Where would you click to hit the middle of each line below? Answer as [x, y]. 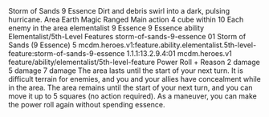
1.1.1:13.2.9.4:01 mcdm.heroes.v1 [179, 53]
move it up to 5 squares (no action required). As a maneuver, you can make [132, 96]
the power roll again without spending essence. [87, 105]
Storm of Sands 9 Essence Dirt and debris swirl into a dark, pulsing [119, 11]
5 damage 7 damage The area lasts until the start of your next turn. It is [126, 71]
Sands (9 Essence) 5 [43, 45]
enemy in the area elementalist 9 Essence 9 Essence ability [106, 28]
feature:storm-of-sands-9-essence [67, 53]
